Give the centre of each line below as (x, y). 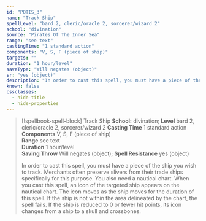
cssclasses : (21, 92)
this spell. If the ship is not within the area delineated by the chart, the (109, 198)
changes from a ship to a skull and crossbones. (81, 211)
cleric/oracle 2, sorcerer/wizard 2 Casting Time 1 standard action (104, 127)
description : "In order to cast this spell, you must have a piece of (98, 80)
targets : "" (21, 58)
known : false (23, 87)
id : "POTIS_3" (25, 12)
